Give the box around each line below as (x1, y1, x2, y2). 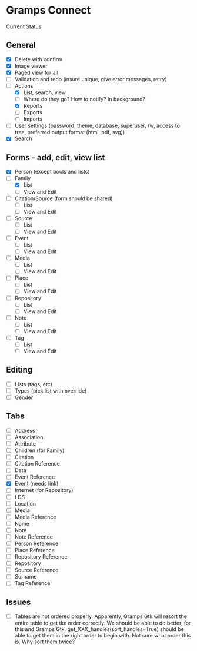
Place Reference (14, 547, 55, 553)
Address (14, 427, 35, 434)
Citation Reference (14, 460, 61, 467)
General (6, 40, 36, 50)
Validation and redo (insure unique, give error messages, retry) (14, 75, 168, 82)
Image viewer (14, 62, 48, 69)
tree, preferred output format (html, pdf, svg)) (14, 129, 125, 136)
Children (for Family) (14, 447, 65, 454)
